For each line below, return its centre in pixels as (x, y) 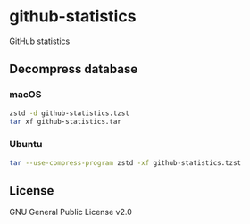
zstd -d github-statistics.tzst (69, 113)
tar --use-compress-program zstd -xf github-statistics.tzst (125, 162)
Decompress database (74, 69)
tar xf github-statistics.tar (66, 121)
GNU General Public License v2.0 (71, 212)
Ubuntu (26, 145)
